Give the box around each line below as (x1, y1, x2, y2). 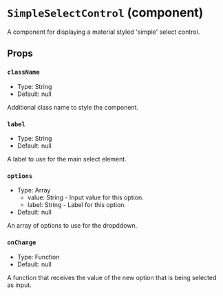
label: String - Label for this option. (27, 201, 126, 209)
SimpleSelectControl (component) (7, 5, 204, 21)
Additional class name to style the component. (7, 103, 139, 111)
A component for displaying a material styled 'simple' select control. (7, 28, 200, 36)
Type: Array (17, 186, 51, 195)
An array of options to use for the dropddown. (7, 221, 138, 230)
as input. (7, 281, 32, 289)
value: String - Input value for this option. (27, 193, 145, 201)
